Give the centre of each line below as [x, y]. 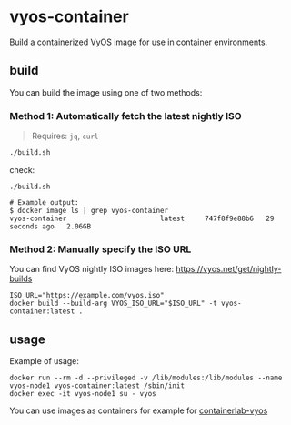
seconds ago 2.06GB [50, 226]
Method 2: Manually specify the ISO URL [100, 249]
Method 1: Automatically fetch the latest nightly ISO [126, 116]
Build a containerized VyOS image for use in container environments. [139, 42]
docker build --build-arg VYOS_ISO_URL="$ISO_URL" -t [114, 304]
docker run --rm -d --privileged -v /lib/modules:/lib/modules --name [146, 378]
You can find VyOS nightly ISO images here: [92, 269]
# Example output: [44, 202]
